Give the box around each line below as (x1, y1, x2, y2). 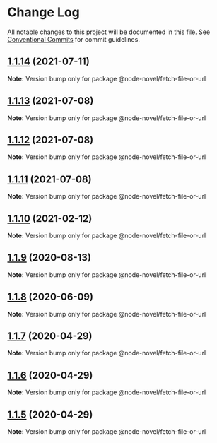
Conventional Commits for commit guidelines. (7, 35, 140, 43)
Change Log (7, 4, 80, 20)
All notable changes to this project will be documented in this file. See (7, 28, 211, 36)
